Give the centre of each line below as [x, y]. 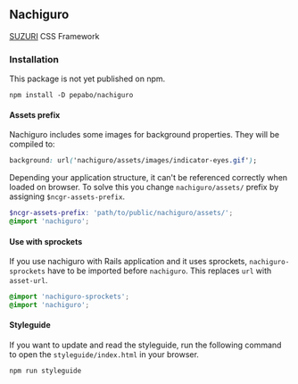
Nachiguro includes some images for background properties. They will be [144, 135]
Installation [34, 59]
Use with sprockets [46, 241]
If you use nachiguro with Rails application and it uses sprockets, [128, 262]
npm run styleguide [46, 371]
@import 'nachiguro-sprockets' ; [69, 297]
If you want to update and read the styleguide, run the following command [145, 345]
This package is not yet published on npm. [87, 79]
